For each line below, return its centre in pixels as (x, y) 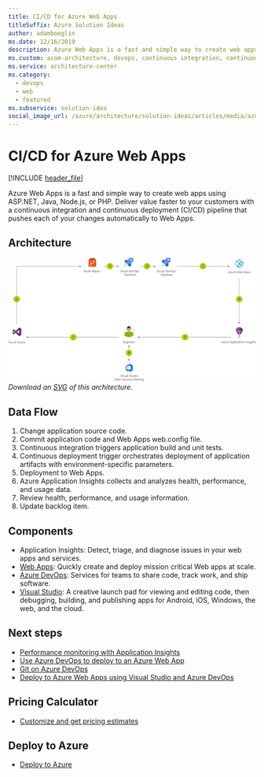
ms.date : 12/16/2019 (42, 42)
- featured (33, 100)
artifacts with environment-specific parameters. (97, 464)
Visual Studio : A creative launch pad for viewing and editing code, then (134, 592)
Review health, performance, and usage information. (104, 498)
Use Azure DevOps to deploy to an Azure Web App (102, 660)
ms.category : (29, 75)
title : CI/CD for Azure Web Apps (63, 17)
